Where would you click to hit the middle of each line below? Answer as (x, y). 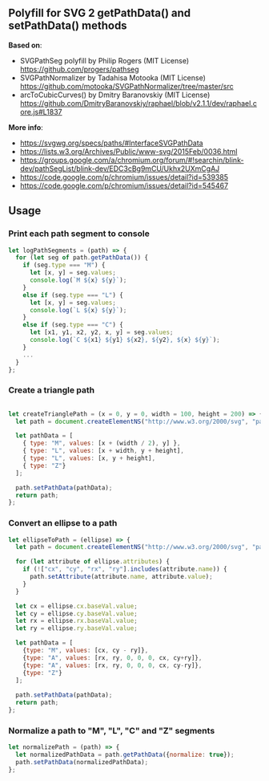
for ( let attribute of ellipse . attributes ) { (93, 562)
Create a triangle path (52, 390)
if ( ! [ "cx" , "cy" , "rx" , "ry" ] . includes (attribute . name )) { (125, 569)
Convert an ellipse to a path (63, 523)
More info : (26, 127)
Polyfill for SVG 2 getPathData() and (100, 13)
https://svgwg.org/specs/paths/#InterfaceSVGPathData (111, 143)
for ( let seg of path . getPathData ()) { (82, 258)
